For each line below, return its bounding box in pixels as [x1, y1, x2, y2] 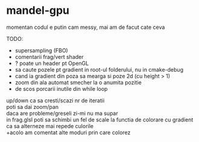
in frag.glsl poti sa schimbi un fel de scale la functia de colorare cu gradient [6, 116, 194, 123]
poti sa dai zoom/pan [6, 103, 59, 110]
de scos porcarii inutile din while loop [14, 85, 108, 92]
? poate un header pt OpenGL [14, 60, 89, 67]
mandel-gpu [6, 4, 70, 17]
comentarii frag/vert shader [14, 53, 84, 60]
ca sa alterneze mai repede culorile [6, 122, 93, 129]
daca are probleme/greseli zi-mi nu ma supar [6, 110, 119, 117]
